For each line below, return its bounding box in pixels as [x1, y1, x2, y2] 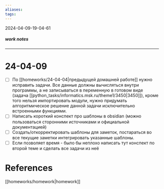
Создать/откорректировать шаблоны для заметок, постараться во [12, 129, 152, 135]
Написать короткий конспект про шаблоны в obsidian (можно [12, 113, 142, 119]
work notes [5, 36, 29, 42]
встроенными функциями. [12, 108, 67, 114]
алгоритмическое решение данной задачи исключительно [12, 103, 135, 109]
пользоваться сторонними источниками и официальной [12, 119, 129, 125]
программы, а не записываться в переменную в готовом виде [12, 87, 143, 93]
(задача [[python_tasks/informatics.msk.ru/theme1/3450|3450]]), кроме [12, 93, 159, 98]
